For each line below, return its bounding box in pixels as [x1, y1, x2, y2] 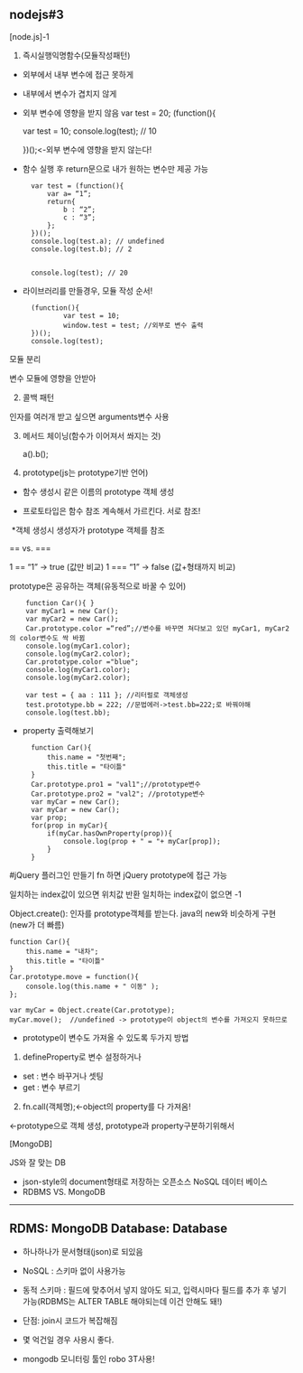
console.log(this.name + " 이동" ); [25, 982, 160, 991]
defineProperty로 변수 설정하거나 [22, 1051, 142, 1062]
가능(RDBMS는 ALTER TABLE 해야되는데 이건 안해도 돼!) [22, 1295, 223, 1306]
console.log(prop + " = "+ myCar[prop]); [62, 836, 221, 845]
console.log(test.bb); [25, 708, 111, 717]
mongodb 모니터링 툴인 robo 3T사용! [22, 1353, 155, 1364]
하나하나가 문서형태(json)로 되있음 [22, 1246, 143, 1256]
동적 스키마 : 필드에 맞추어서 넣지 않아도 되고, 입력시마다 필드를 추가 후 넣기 [22, 1284, 287, 1295]
